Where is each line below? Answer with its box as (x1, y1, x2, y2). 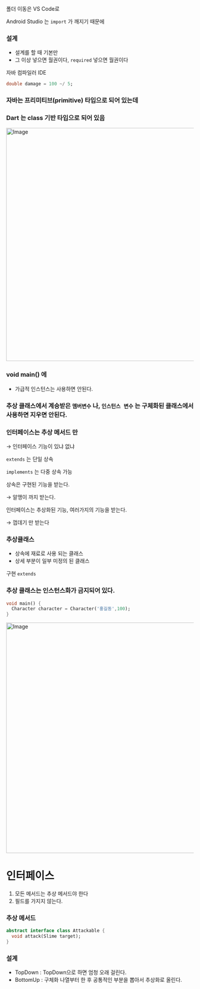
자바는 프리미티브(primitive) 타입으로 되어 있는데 (6, 96, 139, 104)
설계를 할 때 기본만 (14, 49, 58, 56)
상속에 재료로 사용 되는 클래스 (14, 550, 83, 557)
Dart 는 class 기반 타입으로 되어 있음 (6, 114, 105, 122)
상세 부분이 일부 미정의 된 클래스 (14, 557, 90, 565)
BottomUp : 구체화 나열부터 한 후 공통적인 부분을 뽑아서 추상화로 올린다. (14, 976, 183, 984)
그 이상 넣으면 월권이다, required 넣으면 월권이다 (14, 56, 129, 64)
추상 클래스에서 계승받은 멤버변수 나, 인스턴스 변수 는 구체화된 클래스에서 (6, 402, 194, 410)
